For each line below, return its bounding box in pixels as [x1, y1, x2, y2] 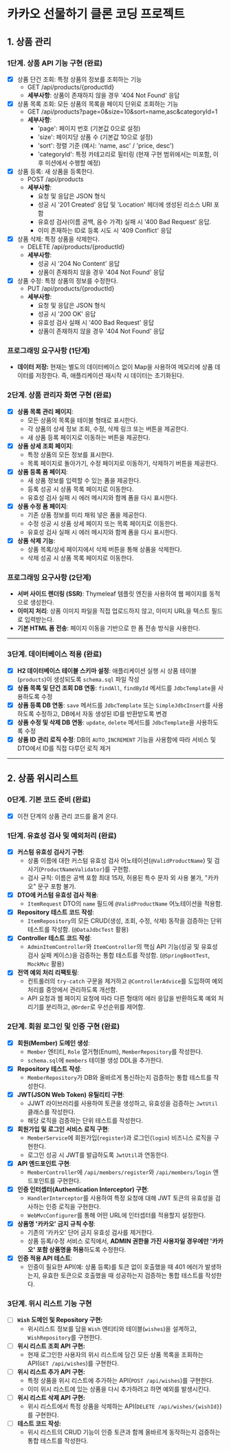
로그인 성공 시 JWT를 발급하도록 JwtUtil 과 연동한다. [27, 1151, 169, 1159]
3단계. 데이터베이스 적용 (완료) [7, 649, 102, 659]
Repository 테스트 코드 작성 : [16, 908, 95, 917]
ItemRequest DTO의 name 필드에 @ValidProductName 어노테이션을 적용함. [27, 899, 223, 908]
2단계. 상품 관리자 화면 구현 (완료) [7, 390, 112, 400]
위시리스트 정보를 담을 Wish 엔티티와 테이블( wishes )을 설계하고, [27, 1324, 197, 1333]
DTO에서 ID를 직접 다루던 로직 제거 [16, 744, 111, 752]
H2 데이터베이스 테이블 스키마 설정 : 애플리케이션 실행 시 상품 [16, 666, 179, 675]
